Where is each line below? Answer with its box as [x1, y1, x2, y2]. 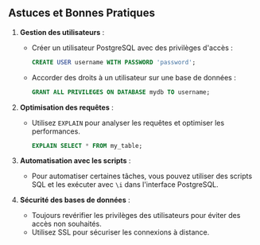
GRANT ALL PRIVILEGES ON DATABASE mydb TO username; [31, 87, 211, 96]
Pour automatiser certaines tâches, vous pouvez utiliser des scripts [31, 171, 253, 181]
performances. [31, 126, 81, 136]
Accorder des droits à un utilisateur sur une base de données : [31, 72, 236, 82]
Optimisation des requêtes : [19, 103, 114, 112]
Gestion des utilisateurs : [19, 27, 105, 37]
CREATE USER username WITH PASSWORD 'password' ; [31, 58, 196, 66]
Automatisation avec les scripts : [19, 156, 131, 165]
